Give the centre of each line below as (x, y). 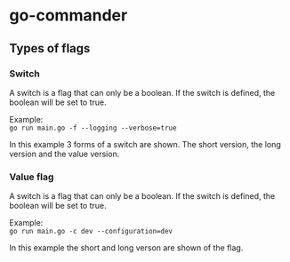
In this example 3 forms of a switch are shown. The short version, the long (145, 144)
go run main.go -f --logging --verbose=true (93, 128)
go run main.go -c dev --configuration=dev (91, 232)
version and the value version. (64, 154)
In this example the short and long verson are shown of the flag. (126, 248)
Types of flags (50, 48)
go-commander (68, 16)
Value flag (32, 177)
